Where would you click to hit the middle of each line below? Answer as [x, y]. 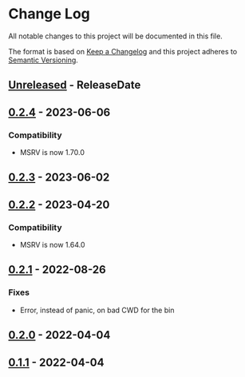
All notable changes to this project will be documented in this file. [116, 36]
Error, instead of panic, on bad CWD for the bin [97, 310]
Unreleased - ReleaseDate [75, 85]
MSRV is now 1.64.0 [52, 245]
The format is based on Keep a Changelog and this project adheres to [123, 51]
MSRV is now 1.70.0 [52, 153]
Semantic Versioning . [43, 60]
